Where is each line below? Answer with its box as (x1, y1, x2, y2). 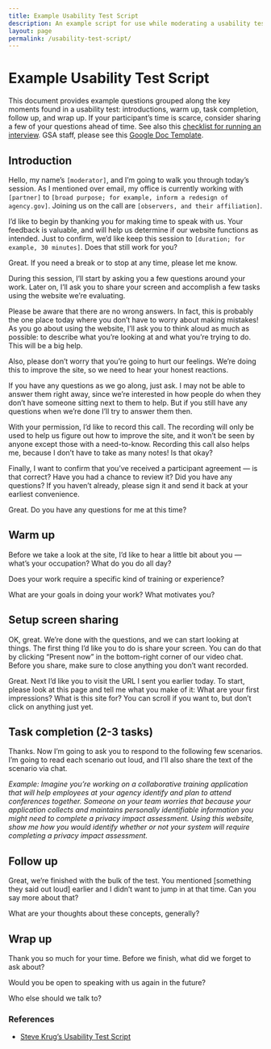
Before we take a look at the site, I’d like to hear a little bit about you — (8, 550, 242, 559)
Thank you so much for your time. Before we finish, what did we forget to (8, 954, 252, 963)
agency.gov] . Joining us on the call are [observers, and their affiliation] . (8, 201, 263, 210)
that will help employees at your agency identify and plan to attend (8, 788, 231, 798)
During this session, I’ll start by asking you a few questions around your (8, 274, 246, 283)
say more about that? (8, 893, 79, 903)
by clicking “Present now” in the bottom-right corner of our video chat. (8, 651, 244, 661)
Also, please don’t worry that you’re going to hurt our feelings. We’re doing (8, 356, 256, 366)
